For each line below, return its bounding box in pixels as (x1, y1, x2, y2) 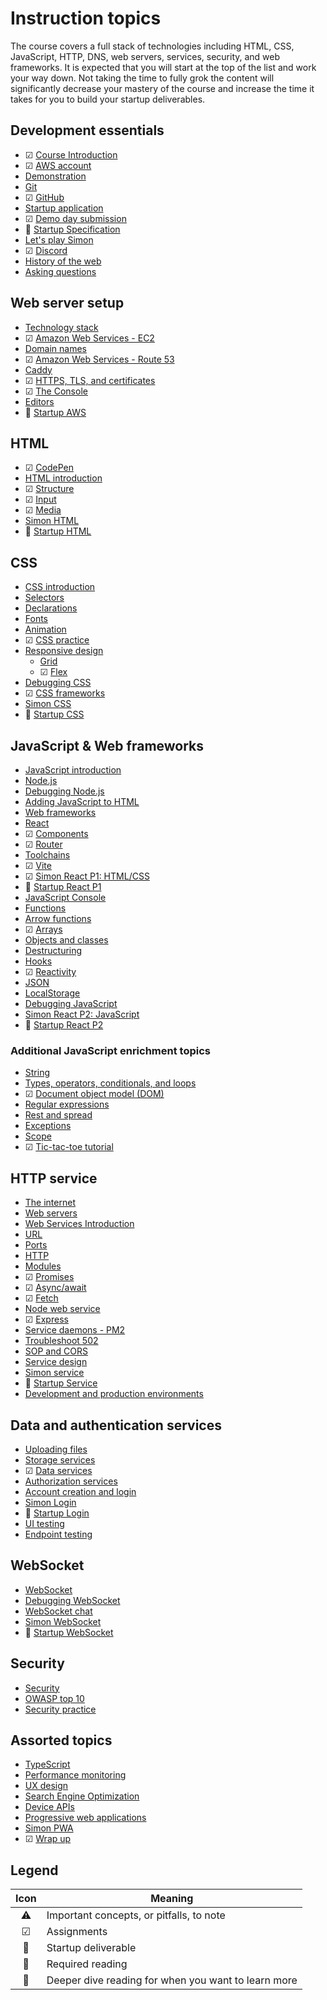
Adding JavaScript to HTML (24, 796, 140, 807)
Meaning (150, 1892, 194, 1906)
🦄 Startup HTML (24, 525, 92, 537)
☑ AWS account (24, 159, 92, 171)
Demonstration (24, 170, 87, 182)
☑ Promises (24, 1271, 75, 1283)
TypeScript (24, 1758, 71, 1771)
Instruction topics (10, 7, 162, 30)
